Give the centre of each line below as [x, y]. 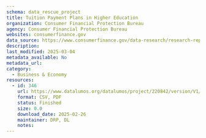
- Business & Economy [40, 74]
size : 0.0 [30, 108]
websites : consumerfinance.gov [46, 35]
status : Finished [40, 103]
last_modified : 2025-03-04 [41, 52]
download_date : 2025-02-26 [52, 114]
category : [19, 69]
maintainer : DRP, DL [44, 120]
